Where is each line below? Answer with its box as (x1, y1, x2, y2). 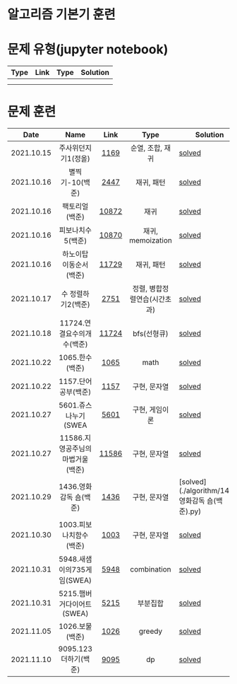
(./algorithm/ (178, 486, 221, 496)
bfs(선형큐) (133, 329, 169, 339)
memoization (129, 236, 173, 245)
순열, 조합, (130, 143, 163, 153)
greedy (138, 627, 163, 637)
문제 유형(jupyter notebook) (7, 42, 169, 57)
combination (130, 564, 171, 574)
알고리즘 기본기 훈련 (7, 6, 116, 23)
